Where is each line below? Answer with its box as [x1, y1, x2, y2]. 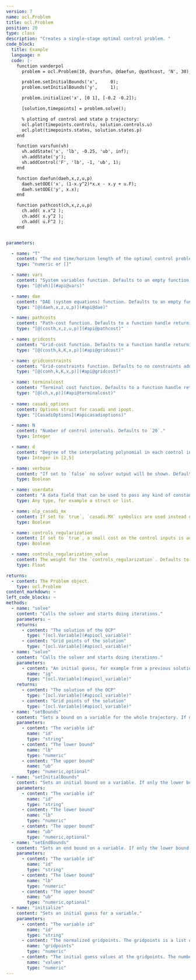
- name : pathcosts [11, 315, 57, 321]
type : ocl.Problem [16, 583, 61, 589]
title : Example [11, 47, 48, 53]
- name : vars [11, 272, 43, 278]
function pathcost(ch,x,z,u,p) [16, 203, 93, 209]
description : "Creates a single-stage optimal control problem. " [6, 36, 171, 42]
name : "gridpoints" [27, 943, 75, 949]
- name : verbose [11, 465, 51, 472]
